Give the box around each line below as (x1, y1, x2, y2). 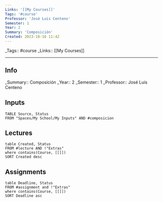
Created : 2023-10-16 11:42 (5, 35, 60, 39)
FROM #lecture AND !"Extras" (5, 146, 64, 151)
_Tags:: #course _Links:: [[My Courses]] (5, 47, 85, 54)
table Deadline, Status (5, 181, 53, 185)
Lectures (5, 129, 33, 137)
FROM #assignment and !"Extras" (5, 185, 70, 190)
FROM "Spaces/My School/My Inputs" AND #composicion (5, 115, 114, 121)
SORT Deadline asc (5, 193, 42, 199)
